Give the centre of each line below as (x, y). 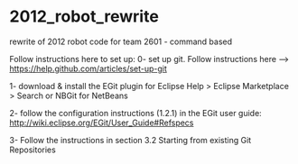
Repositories (33, 150)
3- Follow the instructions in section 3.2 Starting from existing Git (130, 140)
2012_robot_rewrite (84, 17)
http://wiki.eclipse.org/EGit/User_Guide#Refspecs (102, 123)
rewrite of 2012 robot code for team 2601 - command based (121, 41)
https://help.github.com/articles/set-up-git (88, 68)
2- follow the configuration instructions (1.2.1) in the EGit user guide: (135, 113)
